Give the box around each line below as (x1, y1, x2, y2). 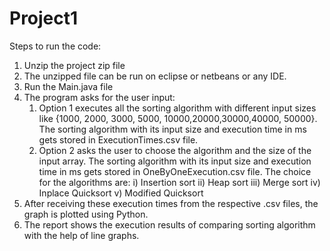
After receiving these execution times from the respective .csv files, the (23, 197, 319, 209)
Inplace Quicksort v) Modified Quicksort (38, 187, 204, 199)
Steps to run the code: (9, 40, 102, 52)
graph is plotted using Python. (23, 208, 149, 220)
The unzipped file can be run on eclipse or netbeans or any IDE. (23, 70, 287, 82)
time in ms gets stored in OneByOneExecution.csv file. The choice (38, 165, 312, 177)
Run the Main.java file (23, 80, 114, 92)
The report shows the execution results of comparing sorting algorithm (23, 218, 316, 231)
